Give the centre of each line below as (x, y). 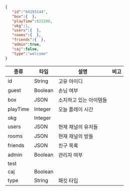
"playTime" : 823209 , (32, 21)
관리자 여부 (70, 155)
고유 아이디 (70, 81)
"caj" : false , (25, 49)
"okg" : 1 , (21, 26)
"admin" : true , (26, 44)
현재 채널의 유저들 (78, 126)
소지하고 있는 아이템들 (83, 100)
